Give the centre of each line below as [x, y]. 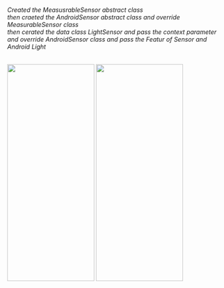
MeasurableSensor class [43, 24]
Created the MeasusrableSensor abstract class [75, 10]
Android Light [27, 46]
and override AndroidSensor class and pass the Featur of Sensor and [107, 39]
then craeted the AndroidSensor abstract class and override [94, 17]
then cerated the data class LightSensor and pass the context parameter [112, 32]
